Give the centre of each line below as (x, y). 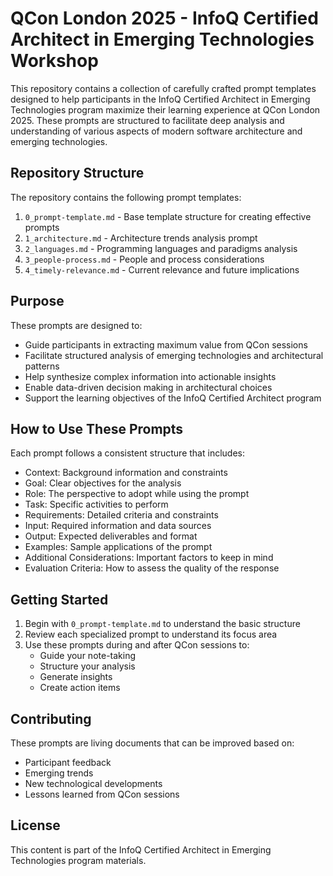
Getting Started (59, 599)
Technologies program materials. (78, 860)
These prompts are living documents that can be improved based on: (152, 743)
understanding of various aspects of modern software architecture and (156, 131)
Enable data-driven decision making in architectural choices (148, 387)
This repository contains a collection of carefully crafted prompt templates (163, 88)
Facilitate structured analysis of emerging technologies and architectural (174, 355)
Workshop (54, 61)
